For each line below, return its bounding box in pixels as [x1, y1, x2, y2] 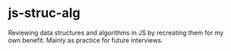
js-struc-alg [8, 5, 81, 21]
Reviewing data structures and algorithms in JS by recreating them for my [8, 28, 224, 37]
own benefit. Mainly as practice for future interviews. [8, 35, 163, 44]
